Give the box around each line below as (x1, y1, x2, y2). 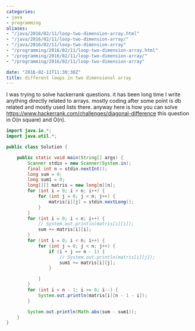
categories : (6, 8, 36, 15)
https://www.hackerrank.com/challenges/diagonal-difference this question (6, 110, 189, 117)
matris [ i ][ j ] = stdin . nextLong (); (48, 198, 134, 205)
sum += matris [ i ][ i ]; (37, 226, 92, 232)
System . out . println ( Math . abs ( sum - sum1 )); (27, 308, 137, 315)
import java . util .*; (6, 133, 58, 140)
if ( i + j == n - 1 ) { (48, 248, 105, 254)
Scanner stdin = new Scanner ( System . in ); (27, 160, 132, 166)
